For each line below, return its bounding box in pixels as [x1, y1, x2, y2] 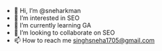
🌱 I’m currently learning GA [13, 21, 92, 29]
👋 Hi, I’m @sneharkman [13, 7, 81, 14]
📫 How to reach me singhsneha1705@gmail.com [13, 37, 155, 44]
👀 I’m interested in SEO [13, 14, 80, 22]
